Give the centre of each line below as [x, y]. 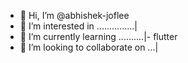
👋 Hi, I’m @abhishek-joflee [74, 15]
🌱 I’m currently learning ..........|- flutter [98, 36]
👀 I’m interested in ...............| [78, 26]
